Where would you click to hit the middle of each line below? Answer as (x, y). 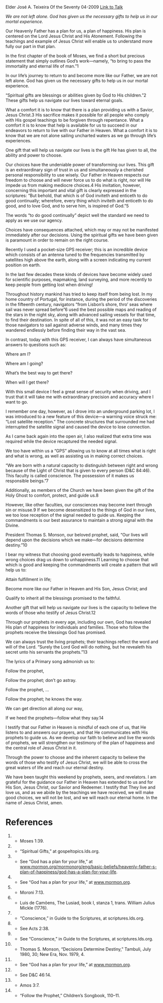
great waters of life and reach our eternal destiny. (55, 768)
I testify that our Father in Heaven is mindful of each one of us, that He (76, 727)
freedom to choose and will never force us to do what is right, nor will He (78, 180)
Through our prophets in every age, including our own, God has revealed (78, 622)
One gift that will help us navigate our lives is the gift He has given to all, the (81, 150)
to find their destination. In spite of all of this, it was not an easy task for (77, 320)
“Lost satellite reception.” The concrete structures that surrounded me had (80, 422)
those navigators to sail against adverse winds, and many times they (74, 325)
